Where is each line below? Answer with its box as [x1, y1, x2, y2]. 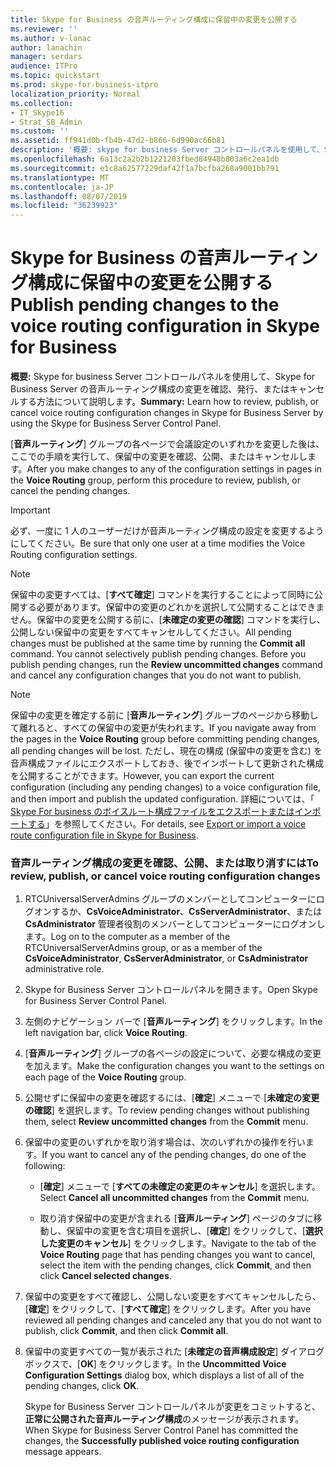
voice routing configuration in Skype [10, 315, 320, 338]
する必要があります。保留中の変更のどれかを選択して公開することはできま [18, 601, 325, 613]
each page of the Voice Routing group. [24, 1071, 187, 1083]
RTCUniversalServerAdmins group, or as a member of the [24, 942, 263, 954]
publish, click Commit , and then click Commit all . [24, 1325, 229, 1337]
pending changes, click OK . [24, 1380, 140, 1392]
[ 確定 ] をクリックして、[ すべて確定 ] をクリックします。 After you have [24, 1303, 312, 1315]
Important [10, 504, 51, 516]
